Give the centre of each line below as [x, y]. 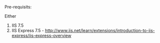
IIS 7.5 [17, 25]
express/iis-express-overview [41, 36]
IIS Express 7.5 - [28, 30]
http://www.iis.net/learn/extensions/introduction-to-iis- [100, 30]
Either [10, 16]
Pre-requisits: [18, 7]
